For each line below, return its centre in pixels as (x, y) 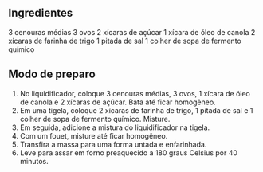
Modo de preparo (52, 74)
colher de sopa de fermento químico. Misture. (95, 119)
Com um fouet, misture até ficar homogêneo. (94, 135)
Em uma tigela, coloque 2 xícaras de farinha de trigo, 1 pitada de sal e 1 (136, 110)
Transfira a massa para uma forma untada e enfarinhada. (113, 144)
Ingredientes (41, 13)
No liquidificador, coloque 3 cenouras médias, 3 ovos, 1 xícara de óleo (135, 93)
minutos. (34, 161)
